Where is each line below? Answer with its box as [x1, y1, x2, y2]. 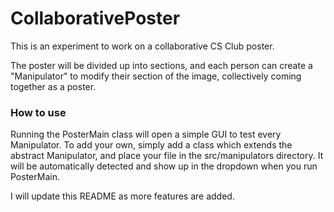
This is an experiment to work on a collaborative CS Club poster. [10, 40, 275, 52]
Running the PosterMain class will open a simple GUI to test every [10, 128, 282, 141]
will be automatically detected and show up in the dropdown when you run [10, 160, 318, 172]
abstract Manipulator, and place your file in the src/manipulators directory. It [10, 150, 324, 162]
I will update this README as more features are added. [10, 190, 235, 202]
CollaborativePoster [10, 7, 181, 30]
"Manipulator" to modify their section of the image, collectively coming [10, 70, 302, 82]
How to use [10, 105, 67, 119]
